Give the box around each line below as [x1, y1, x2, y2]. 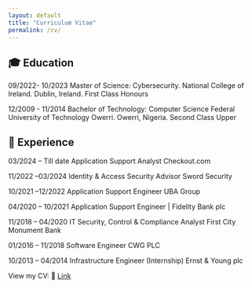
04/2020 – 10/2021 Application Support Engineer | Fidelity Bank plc [8, 202, 226, 211]
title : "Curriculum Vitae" [8, 19, 97, 27]
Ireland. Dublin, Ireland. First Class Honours [8, 89, 149, 99]
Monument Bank [8, 225, 61, 235]
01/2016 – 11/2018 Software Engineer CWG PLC [8, 241, 161, 250]
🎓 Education [8, 56, 75, 69]
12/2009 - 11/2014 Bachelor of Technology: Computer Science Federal [8, 104, 236, 114]
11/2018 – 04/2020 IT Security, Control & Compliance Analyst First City [8, 217, 236, 226]
